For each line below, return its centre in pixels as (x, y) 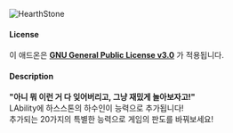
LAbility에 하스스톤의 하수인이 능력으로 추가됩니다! (96, 108)
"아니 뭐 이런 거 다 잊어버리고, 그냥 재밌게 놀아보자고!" (102, 97)
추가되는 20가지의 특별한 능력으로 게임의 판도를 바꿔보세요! (112, 120)
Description (32, 76)
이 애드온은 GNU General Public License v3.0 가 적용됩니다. (116, 55)
